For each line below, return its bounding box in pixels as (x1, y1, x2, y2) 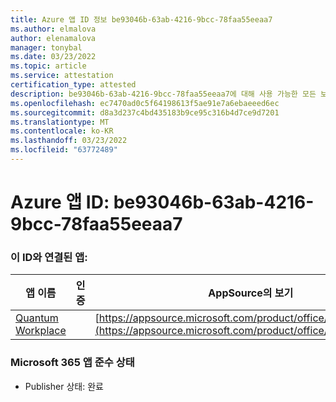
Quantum (15, 311, 59, 325)
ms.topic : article (10, 61, 87, 71)
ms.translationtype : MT (10, 117, 110, 127)
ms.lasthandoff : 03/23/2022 (10, 136, 128, 146)
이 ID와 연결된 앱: (10, 250, 88, 264)
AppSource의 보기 (208, 286, 294, 300)
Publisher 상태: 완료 (24, 380, 104, 392)
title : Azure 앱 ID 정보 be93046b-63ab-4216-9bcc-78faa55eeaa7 (10, 14, 273, 25)
